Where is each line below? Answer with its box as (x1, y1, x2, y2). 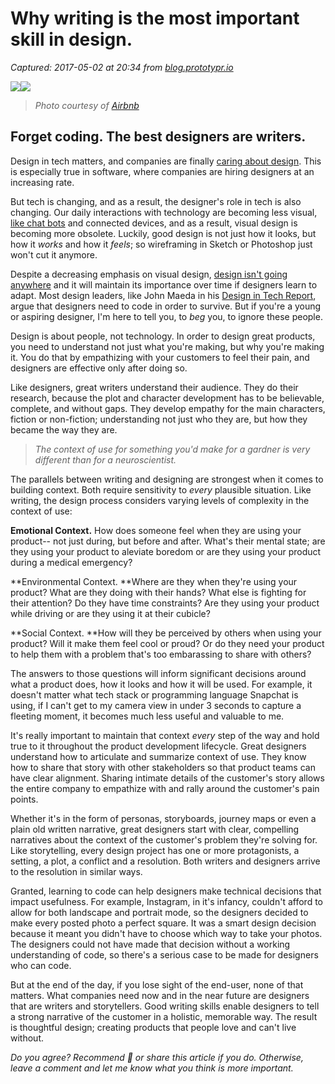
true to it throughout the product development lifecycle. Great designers (10, 740, 307, 752)
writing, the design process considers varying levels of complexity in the (10, 494, 310, 506)
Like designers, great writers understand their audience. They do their (10, 381, 299, 393)
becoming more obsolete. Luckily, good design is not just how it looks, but (10, 227, 317, 239)
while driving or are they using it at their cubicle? (10, 607, 211, 619)
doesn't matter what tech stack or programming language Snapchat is (10, 688, 299, 701)
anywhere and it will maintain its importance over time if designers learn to (10, 278, 318, 291)
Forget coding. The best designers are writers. (10, 128, 307, 146)
